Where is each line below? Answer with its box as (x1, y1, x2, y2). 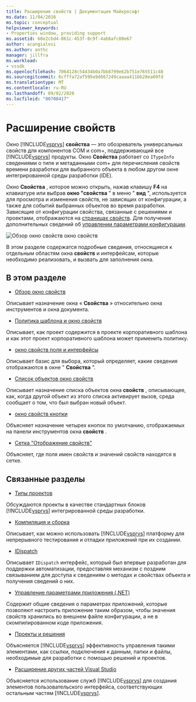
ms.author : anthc (6, 47, 49, 53)
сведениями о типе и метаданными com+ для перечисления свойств (6, 159, 180, 166)
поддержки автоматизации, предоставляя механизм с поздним (6, 565, 166, 572)
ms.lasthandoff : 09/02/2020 (6, 90, 75, 96)
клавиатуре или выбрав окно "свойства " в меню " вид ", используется (6, 189, 187, 197)
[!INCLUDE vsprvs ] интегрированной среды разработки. (6, 507, 145, 514)
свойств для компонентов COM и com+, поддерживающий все (6, 147, 164, 154)
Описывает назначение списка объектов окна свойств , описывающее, (6, 387, 186, 394)
